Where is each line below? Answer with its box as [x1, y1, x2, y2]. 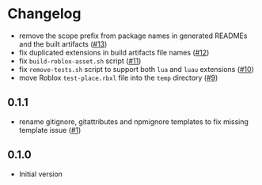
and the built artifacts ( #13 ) [18, 39, 108, 48]
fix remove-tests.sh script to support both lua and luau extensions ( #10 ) [18, 64, 255, 74]
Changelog [7, 5, 82, 23]
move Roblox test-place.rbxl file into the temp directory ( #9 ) [18, 73, 218, 82]
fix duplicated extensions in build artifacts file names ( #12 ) [18, 47, 210, 57]
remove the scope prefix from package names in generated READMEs [18, 31, 248, 40]
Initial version [18, 169, 63, 179]
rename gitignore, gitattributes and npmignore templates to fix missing [18, 116, 249, 126]
